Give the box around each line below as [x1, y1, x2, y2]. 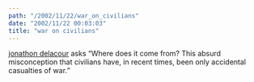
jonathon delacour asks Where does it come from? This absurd [8, 49, 221, 59]
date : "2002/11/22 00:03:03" [8, 19, 107, 27]
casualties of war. [8, 66, 67, 76]
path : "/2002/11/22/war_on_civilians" [8, 11, 139, 20]
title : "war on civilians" [8, 27, 99, 35]
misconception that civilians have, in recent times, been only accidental [8, 57, 247, 67]
